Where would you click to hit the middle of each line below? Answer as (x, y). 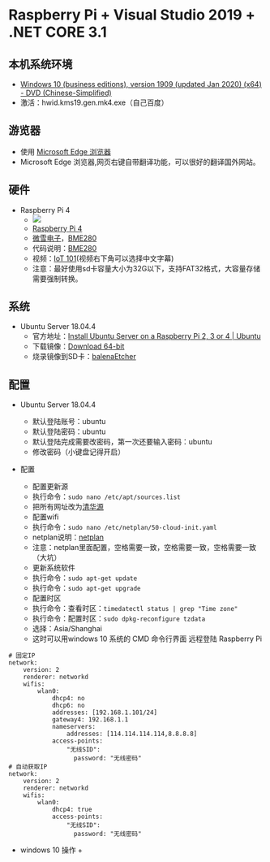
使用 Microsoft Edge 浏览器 (65, 151)
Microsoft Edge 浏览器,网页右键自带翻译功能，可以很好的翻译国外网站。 (140, 162)
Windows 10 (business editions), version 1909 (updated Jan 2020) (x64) (141, 84)
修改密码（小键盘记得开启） (79, 452)
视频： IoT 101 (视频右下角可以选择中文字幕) (103, 258)
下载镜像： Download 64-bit (78, 346)
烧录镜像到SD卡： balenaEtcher (84, 357)
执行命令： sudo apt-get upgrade (86, 588)
